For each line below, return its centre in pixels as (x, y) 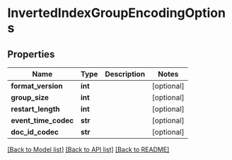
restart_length (35, 109)
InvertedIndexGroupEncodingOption (117, 13)
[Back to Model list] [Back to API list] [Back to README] (88, 149)
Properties (31, 54)
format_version (37, 86)
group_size (30, 97)
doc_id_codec (35, 132)
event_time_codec (42, 120)
